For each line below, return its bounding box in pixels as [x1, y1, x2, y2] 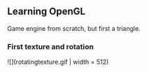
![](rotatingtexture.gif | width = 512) [7, 58, 109, 66]
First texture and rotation [7, 41, 94, 51]
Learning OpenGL [7, 6, 86, 18]
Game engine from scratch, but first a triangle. [7, 24, 141, 32]
